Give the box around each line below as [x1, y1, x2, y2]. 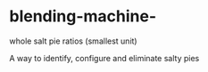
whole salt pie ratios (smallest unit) [9, 36, 137, 46]
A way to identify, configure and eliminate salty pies [9, 52, 200, 63]
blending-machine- [9, 6, 157, 27]
